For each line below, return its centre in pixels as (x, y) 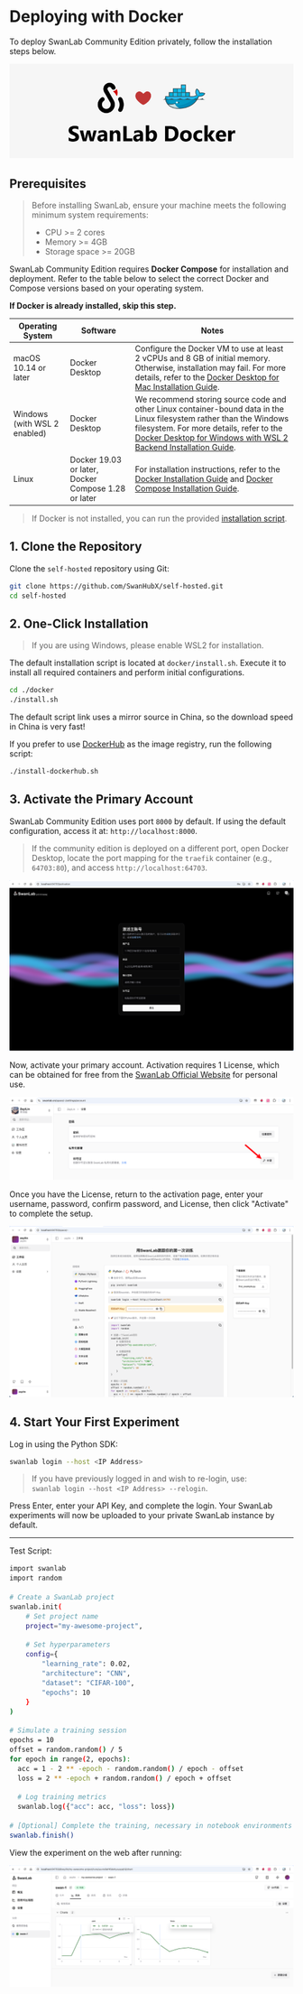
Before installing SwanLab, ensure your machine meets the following (159, 206)
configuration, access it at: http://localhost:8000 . (104, 830)
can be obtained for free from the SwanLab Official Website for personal (143, 1075)
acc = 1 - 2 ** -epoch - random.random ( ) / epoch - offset (131, 1768)
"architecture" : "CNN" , (86, 1674)
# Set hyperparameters (68, 1645)
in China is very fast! (47, 727)
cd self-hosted (38, 596)
